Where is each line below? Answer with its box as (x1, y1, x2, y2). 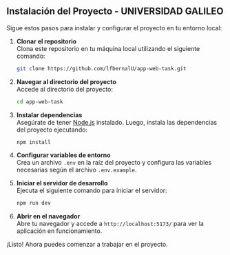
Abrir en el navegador (16, 212, 81, 221)
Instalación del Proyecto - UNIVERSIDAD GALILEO (6, 6, 224, 17)
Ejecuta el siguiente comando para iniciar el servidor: (16, 186, 167, 195)
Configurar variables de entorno (16, 151, 111, 159)
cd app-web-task (16, 98, 63, 105)
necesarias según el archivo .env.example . (16, 165, 137, 174)
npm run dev (16, 200, 51, 207)
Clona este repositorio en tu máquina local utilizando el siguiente (16, 44, 200, 52)
